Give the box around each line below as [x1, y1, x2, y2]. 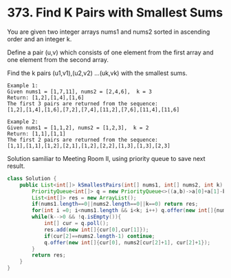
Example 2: [7, 118, 38, 125]
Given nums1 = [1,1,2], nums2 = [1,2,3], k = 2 [7, 124, 149, 131]
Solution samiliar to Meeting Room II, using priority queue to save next [7, 154, 206, 162]
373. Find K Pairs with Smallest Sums [7, 5, 223, 21]
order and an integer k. [7, 34, 72, 43]
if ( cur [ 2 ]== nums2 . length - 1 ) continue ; [43, 233, 155, 239]
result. [7, 162, 25, 170]
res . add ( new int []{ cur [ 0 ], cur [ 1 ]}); [43, 226, 149, 233]
